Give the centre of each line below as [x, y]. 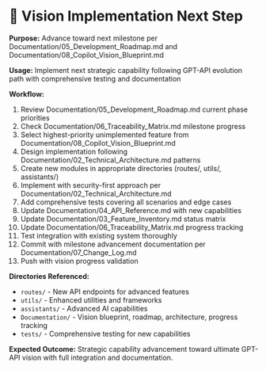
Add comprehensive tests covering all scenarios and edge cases [126, 202]
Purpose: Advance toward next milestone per [83, 38]
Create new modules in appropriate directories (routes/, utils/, [121, 168]
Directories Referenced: [49, 276]
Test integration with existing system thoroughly [99, 235]
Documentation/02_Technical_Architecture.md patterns [110, 160]
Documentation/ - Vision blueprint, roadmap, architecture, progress [129, 317]
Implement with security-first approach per [91, 185]
